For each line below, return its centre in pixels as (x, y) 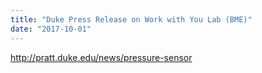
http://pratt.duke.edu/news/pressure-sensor (101, 57)
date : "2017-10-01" (51, 29)
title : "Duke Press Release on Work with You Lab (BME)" (131, 19)
